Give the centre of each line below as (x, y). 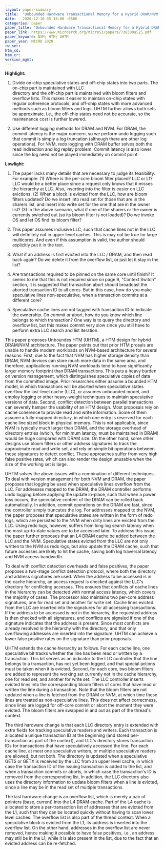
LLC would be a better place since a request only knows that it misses (82, 184)
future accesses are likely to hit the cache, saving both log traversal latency (81, 551)
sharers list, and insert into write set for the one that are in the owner (81, 204)
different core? (27, 300)
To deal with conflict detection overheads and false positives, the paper (77, 566)
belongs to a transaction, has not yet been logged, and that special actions (80, 664)
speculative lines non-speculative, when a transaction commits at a (80, 295)
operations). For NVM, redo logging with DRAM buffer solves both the (82, 144)
